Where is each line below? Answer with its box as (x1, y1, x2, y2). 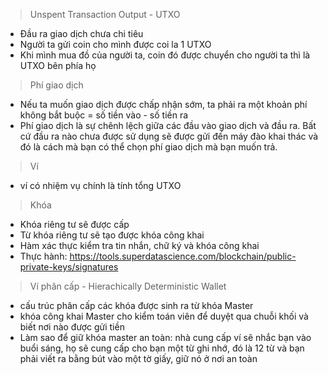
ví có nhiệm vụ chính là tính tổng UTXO (19, 180, 182, 191)
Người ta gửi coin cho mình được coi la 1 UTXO (19, 39, 212, 50)
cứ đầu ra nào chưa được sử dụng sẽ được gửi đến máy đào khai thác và (19, 130, 319, 142)
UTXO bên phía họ (19, 60, 97, 71)
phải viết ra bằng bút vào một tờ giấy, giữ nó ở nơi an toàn (19, 353, 258, 364)
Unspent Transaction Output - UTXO (29, 9, 181, 20)
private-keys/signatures (19, 261, 119, 273)
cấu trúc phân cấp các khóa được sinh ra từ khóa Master (19, 300, 254, 311)
